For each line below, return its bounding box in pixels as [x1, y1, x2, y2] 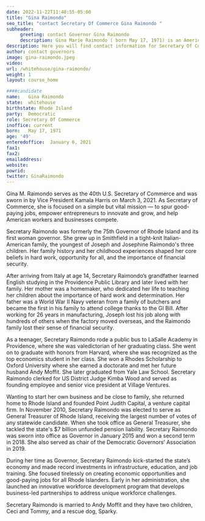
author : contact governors [6, 49, 75, 55]
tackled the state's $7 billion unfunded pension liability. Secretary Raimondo [6, 426, 198, 433]
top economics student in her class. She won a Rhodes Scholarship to [6, 355, 182, 363]
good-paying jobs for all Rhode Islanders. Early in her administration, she [6, 476, 190, 484]
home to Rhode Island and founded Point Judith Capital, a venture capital [6, 399, 190, 407]
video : [6, 60, 23, 66]
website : [6, 162, 29, 168]
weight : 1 [6, 71, 32, 78]
